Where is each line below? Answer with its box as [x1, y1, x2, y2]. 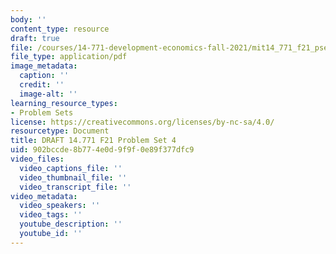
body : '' [10, 14, 47, 25]
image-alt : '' [19, 89, 78, 99]
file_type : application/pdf [10, 52, 128, 62]
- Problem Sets [10, 107, 74, 118]
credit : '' [19, 80, 65, 90]
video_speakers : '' [19, 201, 101, 211]
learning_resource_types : [10, 98, 118, 108]
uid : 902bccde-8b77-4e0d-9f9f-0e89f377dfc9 [10, 145, 195, 155]
